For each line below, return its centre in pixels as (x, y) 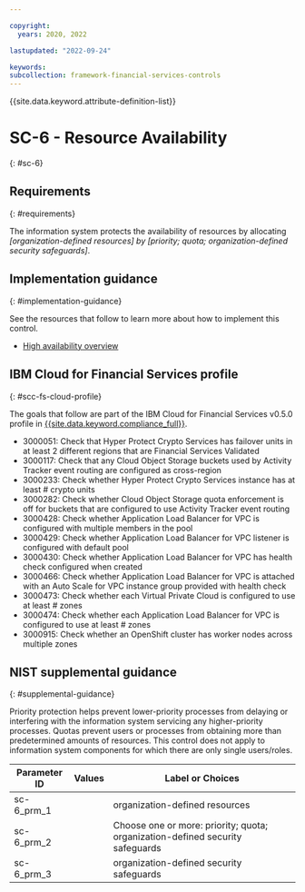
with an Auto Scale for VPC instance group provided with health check (154, 586)
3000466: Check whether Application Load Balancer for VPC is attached (158, 576)
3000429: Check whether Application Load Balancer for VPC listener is (156, 538)
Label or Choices (202, 778)
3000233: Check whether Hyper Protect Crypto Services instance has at (159, 480)
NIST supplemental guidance (93, 672)
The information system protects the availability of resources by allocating (148, 231)
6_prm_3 (33, 875)
